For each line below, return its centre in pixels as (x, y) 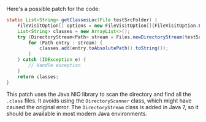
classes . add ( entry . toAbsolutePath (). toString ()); (104, 48)
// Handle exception (55, 65)
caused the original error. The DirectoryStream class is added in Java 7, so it (103, 107)
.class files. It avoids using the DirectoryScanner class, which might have (99, 101)
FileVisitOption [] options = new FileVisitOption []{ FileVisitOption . (108, 26)
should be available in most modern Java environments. (77, 113)
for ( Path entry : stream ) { (66, 43)
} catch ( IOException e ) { (52, 60)
